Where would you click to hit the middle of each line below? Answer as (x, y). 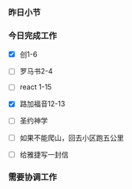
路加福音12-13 (42, 104)
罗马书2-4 (36, 71)
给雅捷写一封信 (44, 154)
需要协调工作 (33, 177)
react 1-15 (36, 87)
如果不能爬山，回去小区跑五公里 (72, 138)
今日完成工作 (33, 36)
